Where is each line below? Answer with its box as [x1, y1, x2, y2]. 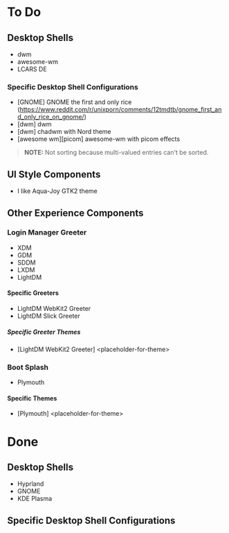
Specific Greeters [7, 289, 59, 297]
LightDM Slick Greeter [17, 312, 81, 320]
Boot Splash [7, 362, 49, 372]
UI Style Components [7, 168, 101, 180]
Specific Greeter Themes [7, 328, 81, 336]
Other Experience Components [7, 207, 144, 219]
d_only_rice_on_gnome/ [17, 112, 84, 121]
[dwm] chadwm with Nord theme [17, 128, 112, 136]
